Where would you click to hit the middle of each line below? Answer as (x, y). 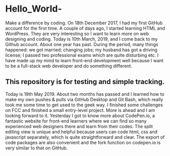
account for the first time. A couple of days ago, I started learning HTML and (85, 28)
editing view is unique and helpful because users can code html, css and (81, 132)
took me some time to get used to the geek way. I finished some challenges (84, 105)
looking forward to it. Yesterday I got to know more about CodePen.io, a (80, 115)
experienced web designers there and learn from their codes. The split (79, 126)
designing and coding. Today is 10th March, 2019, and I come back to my (82, 39)
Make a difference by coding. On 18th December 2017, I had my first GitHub (84, 23)
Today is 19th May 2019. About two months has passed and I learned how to (85, 94)
